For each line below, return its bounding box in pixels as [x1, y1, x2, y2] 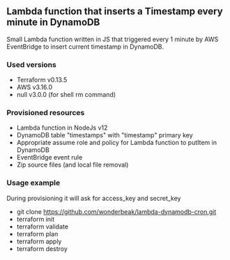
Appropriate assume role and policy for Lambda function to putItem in [16, 139, 217, 147]
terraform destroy [16, 244, 68, 253]
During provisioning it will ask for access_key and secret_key [6, 194, 181, 202]
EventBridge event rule [16, 153, 83, 162]
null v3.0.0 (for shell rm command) [16, 91, 116, 99]
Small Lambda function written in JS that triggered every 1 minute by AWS [6, 35, 219, 43]
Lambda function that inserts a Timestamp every [6, 6, 224, 17]
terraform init [16, 215, 55, 223]
